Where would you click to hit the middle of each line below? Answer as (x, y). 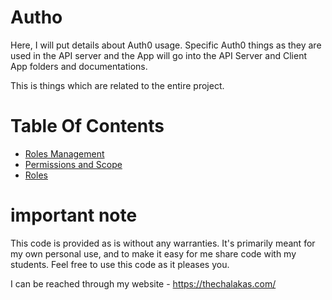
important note (74, 215)
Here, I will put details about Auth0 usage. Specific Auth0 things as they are (166, 45)
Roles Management (64, 153)
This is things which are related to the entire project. (117, 85)
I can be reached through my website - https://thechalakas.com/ (143, 283)
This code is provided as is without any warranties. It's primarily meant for (163, 243)
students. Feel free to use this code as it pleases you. (120, 264)
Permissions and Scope (73, 164)
